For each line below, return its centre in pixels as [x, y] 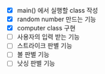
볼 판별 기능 [33, 54]
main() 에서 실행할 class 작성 [57, 10]
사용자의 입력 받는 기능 [48, 37]
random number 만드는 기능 [56, 19]
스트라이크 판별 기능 [44, 46]
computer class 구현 [46, 28]
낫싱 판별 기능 [36, 63]
